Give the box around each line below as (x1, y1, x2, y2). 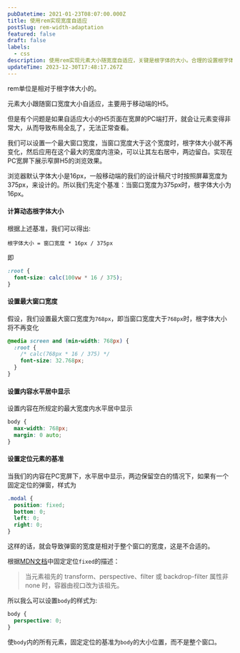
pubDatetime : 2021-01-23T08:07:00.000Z (7, 10, 126, 18)
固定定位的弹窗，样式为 (7, 480, 76, 489)
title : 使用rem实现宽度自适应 (7, 17, 88, 24)
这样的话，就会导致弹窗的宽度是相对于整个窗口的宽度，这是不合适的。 (7, 542, 214, 550)
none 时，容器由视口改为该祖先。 (24, 581, 124, 589)
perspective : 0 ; (14, 617, 62, 624)
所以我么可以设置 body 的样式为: (7, 597, 98, 605)
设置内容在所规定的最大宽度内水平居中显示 (7, 404, 133, 412)
